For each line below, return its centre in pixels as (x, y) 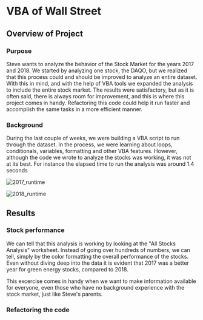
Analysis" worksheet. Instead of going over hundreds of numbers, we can (98, 250)
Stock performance (35, 230)
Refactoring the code (38, 310)
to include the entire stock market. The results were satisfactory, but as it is (100, 90)
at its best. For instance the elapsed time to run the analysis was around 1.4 (100, 164)
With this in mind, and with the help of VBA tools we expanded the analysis (100, 83)
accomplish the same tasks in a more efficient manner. (75, 109)
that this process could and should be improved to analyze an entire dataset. (102, 77)
